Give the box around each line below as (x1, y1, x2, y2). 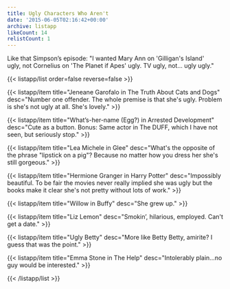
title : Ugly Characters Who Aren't (7, 10, 109, 17)
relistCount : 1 (7, 36, 51, 42)
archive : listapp (7, 23, 57, 29)
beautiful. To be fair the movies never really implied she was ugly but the (7, 179, 213, 187)
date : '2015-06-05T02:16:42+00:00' (7, 16, 109, 23)
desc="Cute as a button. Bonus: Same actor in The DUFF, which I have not (7, 123, 218, 131)
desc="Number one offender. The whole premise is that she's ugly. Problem (7, 95, 222, 103)
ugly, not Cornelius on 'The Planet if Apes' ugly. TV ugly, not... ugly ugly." (7, 62, 214, 70)
